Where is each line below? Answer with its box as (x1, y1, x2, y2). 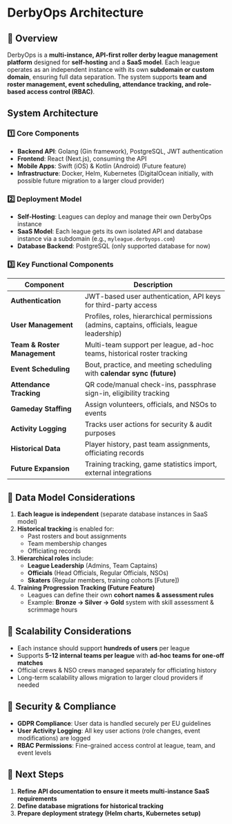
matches (17, 659, 43, 667)
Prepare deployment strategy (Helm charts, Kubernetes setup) (17, 809, 202, 817)
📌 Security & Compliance (7, 701, 116, 713)
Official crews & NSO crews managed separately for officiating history (17, 666, 217, 674)
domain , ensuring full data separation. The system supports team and (7, 73, 207, 81)
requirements (17, 794, 57, 803)
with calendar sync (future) (84, 369, 177, 378)
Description (133, 280, 173, 290)
